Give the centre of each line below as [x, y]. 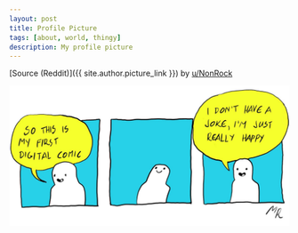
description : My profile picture [71, 47]
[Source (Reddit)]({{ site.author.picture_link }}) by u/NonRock [121, 73]
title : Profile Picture [53, 28]
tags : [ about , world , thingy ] [65, 37]
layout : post [33, 19]
